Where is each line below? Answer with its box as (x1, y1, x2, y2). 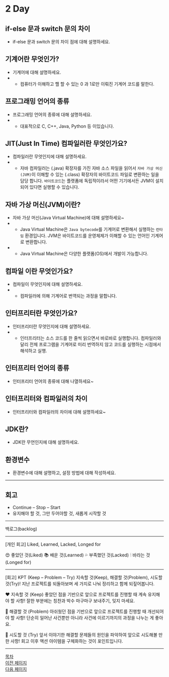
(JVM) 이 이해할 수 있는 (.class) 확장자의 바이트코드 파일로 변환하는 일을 (20, 172, 159, 178)
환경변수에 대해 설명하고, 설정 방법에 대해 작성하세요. (12, 470, 116, 476)
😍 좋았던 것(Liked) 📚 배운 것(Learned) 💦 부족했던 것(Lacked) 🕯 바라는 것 (5, 552, 150, 558)
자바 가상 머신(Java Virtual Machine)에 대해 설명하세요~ (12, 215, 124, 221)
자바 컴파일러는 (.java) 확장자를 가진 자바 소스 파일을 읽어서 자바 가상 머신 (20, 165, 163, 172)
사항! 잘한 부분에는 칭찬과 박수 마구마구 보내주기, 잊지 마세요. (16, 597, 135, 603)
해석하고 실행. (20, 348, 47, 354)
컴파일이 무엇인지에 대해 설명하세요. (12, 281, 83, 288)
